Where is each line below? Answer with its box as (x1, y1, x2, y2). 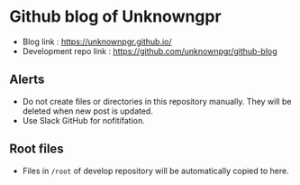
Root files (9, 142, 65, 157)
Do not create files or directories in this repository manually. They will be (22, 96, 292, 106)
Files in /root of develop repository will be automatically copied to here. (22, 165, 290, 176)
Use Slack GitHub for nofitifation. (22, 115, 146, 125)
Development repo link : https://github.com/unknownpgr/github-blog (22, 45, 277, 56)
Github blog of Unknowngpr (9, 6, 223, 27)
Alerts (9, 72, 45, 88)
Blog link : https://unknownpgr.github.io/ (22, 36, 172, 47)
